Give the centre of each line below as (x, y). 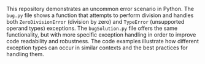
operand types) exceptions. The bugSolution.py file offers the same (92, 28)
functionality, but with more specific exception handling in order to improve (101, 35)
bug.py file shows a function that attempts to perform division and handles (100, 15)
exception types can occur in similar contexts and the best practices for (97, 48)
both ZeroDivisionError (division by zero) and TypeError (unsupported (95, 22)
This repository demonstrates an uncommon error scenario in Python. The (100, 9)
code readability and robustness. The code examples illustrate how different (103, 41)
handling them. (25, 54)
